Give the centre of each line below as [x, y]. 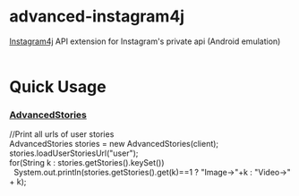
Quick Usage [58, 87]
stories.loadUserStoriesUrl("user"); [74, 153]
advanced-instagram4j [97, 17]
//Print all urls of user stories [62, 134]
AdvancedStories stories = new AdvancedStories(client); [114, 144]
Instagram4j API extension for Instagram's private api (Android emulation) [145, 41]
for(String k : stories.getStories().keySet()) [87, 163]
